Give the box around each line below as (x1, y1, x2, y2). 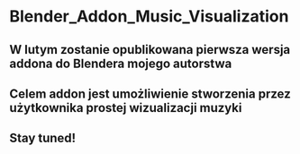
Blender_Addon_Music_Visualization (9, 6, 289, 27)
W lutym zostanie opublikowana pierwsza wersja (9, 42, 291, 57)
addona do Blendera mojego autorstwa (9, 56, 232, 71)
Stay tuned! (9, 131, 77, 146)
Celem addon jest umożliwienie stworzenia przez (9, 86, 291, 101)
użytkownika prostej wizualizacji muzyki (9, 100, 242, 115)
